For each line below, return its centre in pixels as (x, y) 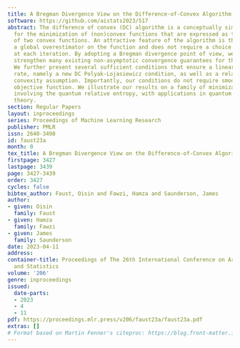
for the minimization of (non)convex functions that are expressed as (121, 34)
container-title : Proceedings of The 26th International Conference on (116, 260)
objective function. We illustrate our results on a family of (110, 87)
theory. (25, 101)
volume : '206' (29, 273)
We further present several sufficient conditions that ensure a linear (124, 67)
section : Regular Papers (44, 107)
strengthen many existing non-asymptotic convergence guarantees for (119, 61)
